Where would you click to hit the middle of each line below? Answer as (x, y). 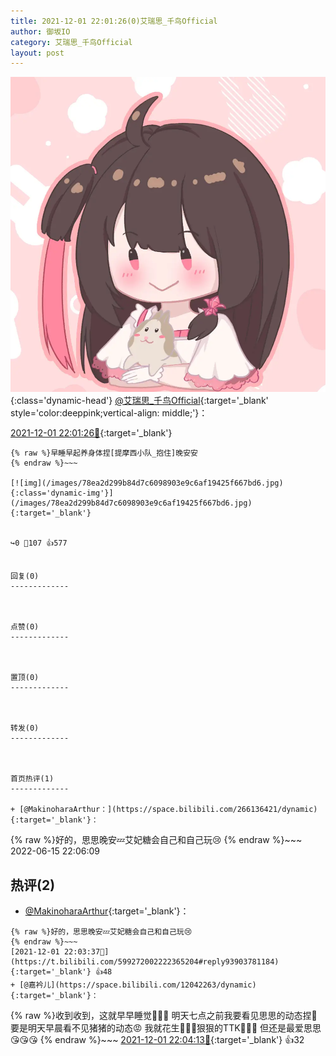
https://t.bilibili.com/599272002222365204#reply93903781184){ (145, 962)
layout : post (37, 53)
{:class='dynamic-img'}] (62, 493)
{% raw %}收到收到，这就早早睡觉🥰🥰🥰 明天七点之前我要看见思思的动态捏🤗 (164, 1016)
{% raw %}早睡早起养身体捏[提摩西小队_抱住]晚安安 (104, 453)
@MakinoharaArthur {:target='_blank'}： (107, 911)
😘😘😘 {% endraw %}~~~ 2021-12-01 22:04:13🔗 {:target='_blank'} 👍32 (157, 1040)
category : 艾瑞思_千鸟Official (71, 42)
